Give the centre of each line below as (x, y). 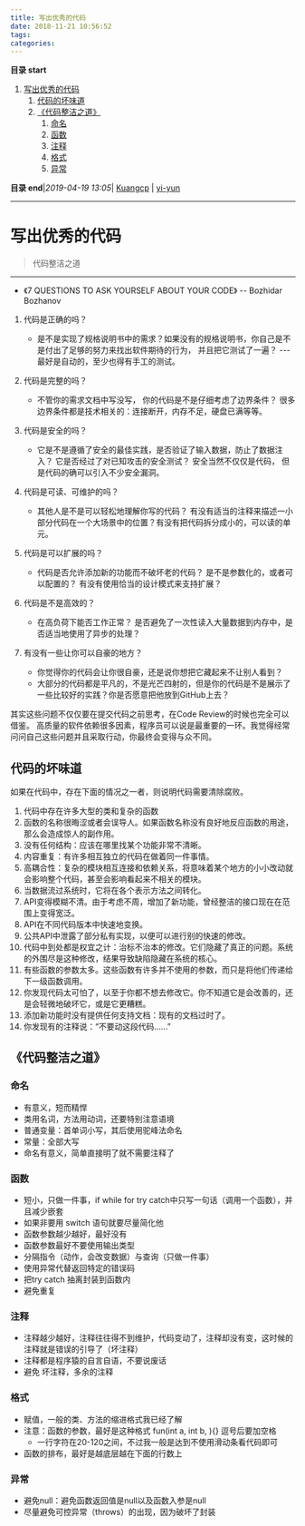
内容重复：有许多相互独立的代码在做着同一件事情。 (119, 856)
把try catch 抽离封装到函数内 (77, 1279)
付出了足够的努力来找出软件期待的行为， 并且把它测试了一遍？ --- (167, 350)
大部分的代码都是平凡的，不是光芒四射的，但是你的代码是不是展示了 (164, 684)
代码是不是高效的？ (59, 603)
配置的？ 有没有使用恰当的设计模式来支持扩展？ (133, 584)
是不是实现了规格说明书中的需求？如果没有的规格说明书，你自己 (156, 339)
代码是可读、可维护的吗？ (71, 492)
